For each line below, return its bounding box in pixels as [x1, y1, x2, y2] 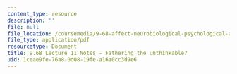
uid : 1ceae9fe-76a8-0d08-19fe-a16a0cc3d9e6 [7, 56, 138, 63]
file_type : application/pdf [7, 37, 90, 44]
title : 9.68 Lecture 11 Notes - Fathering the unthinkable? [7, 50, 188, 57]
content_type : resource [7, 10, 78, 18]
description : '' [7, 17, 55, 24]
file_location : [7, 30, 52, 37]
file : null [7, 23, 39, 30]
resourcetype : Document [7, 43, 78, 50]
